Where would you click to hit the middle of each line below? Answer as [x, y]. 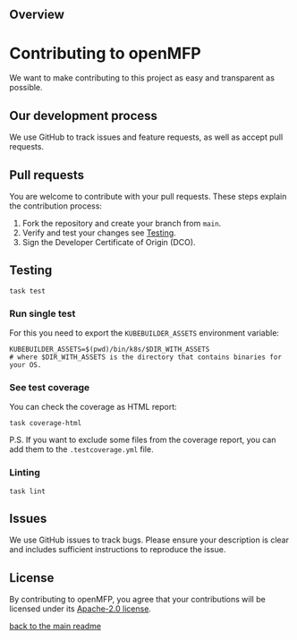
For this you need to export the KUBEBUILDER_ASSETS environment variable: [144, 333]
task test [28, 291]
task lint [28, 491]
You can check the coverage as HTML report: [93, 407]
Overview [37, 15]
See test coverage [50, 387]
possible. [26, 88]
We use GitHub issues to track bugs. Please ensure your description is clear [149, 540]
